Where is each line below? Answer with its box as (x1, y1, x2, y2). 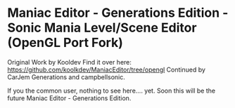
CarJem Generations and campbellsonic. (7, 72, 125, 81)
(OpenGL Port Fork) (7, 35, 123, 50)
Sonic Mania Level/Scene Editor (7, 20, 197, 36)
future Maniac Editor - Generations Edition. (7, 93, 132, 102)
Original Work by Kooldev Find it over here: (7, 58, 132, 66)
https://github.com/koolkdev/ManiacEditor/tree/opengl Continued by (7, 65, 206, 74)
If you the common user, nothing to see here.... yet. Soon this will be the (7, 86, 216, 95)
